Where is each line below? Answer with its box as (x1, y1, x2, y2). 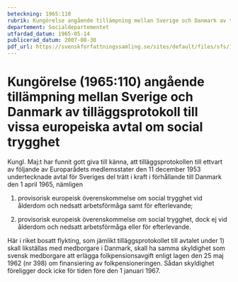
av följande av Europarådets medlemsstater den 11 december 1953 (7, 164, 201, 174)
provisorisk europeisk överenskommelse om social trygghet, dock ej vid (17, 215, 228, 223)
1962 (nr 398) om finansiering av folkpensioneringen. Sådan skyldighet (7, 259, 215, 267)
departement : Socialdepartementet (7, 23, 110, 30)
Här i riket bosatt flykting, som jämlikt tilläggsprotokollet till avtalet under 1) (7, 236, 225, 244)
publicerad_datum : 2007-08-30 (7, 37, 97, 44)
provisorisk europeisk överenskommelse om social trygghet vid (17, 193, 203, 202)
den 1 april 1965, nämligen (7, 180, 84, 188)
